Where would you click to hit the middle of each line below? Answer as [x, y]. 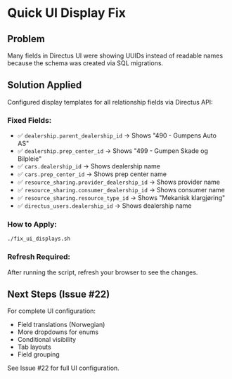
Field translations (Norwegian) [61, 325]
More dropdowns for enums [58, 332]
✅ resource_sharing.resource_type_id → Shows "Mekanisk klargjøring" [121, 198]
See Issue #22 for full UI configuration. [63, 368]
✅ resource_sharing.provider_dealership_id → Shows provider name [118, 182]
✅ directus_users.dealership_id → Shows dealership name [104, 206]
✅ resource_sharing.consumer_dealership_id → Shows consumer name [121, 190]
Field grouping [38, 354]
